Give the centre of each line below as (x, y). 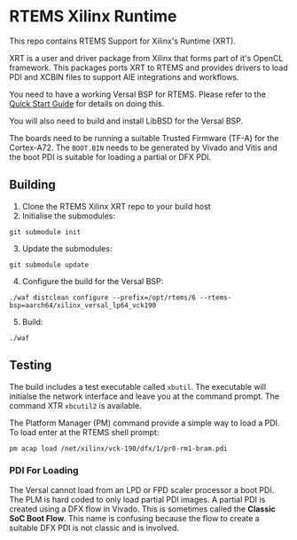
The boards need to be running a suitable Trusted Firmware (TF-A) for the (144, 138)
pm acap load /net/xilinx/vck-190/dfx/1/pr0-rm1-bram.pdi (118, 449)
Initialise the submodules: (69, 216)
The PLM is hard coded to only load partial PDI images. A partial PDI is (137, 499)
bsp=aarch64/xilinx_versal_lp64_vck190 (83, 305)
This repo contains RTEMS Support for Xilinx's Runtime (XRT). (123, 41)
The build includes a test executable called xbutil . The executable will (138, 386)
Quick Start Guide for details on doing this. (87, 103)
